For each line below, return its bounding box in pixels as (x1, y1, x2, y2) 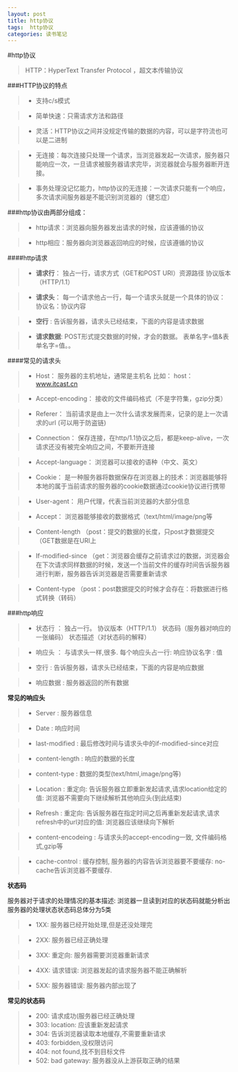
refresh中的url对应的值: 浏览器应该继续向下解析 (35, 818, 175, 826)
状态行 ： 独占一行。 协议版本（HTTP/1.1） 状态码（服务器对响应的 (35, 624, 232, 632)
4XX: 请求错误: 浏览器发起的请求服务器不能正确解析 (35, 966, 187, 975)
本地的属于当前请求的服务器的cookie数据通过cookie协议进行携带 (35, 482, 226, 490)
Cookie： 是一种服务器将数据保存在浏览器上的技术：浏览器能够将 (35, 473, 227, 482)
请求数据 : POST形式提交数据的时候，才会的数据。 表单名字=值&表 (35, 332, 229, 341)
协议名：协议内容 (35, 302, 86, 311)
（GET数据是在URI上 (35, 537, 96, 545)
